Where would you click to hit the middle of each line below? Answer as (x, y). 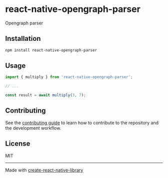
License (18, 144)
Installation (23, 39)
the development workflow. (33, 128)
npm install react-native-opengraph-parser (51, 50)
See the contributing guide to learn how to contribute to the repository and (82, 123)
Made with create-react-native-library (44, 170)
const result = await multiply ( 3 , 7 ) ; (45, 95)
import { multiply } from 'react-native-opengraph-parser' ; (69, 77)
